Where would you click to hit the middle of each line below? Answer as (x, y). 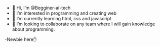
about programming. (33, 29)
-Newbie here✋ (21, 39)
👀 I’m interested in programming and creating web (64, 13)
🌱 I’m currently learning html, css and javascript (62, 18)
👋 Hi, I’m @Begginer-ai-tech (41, 8)
